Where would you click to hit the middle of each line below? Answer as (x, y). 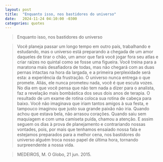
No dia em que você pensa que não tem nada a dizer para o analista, (86, 88)
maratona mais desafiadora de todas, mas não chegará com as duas (86, 67)
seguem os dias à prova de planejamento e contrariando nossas (81, 124)
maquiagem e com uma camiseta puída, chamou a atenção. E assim (85, 119)
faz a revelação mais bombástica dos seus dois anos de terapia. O (83, 93)
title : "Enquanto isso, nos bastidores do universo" (61, 14)
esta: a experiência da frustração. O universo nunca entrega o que (83, 78)
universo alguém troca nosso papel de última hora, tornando (78, 140)
